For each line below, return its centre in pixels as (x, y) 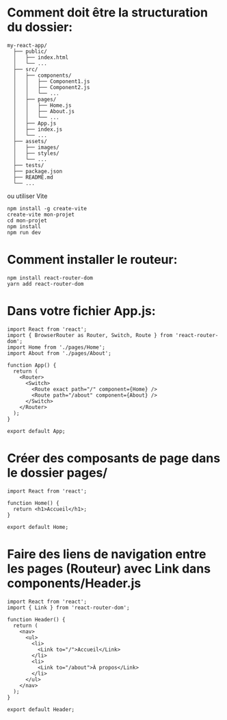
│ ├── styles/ (36, 153)
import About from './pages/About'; (59, 353)
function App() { (32, 365)
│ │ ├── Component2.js (52, 87)
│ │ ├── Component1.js (52, 81)
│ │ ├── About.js (44, 111)
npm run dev (24, 232)
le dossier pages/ (57, 473)
